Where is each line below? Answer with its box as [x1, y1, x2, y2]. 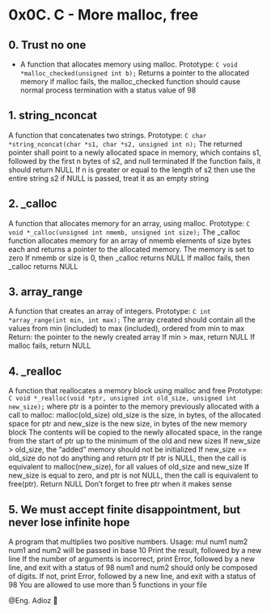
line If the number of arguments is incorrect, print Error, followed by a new [8, 554, 255, 564]
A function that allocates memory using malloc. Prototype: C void [19, 59, 238, 69]
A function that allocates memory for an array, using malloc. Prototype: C [8, 218, 251, 228]
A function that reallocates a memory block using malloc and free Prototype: [8, 386, 263, 396]
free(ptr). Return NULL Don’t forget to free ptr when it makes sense [8, 479, 232, 489]
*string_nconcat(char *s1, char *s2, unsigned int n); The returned [8, 139, 243, 148]
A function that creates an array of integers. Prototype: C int [8, 306, 212, 316]
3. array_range [8, 285, 83, 299]
